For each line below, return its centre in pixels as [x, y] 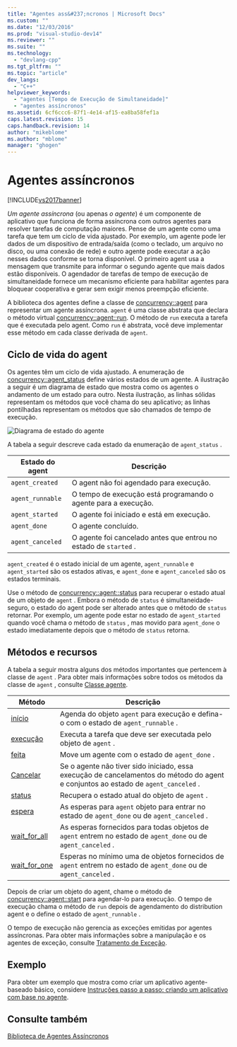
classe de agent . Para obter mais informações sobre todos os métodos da [115, 677]
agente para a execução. [113, 503]
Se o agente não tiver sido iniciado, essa [127, 766]
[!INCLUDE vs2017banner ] [45, 200]
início [20, 718]
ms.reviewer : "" [31, 40]
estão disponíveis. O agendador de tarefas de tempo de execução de [108, 274]
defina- [210, 714]
